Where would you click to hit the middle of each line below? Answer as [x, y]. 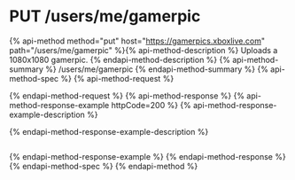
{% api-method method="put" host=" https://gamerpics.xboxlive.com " [137, 41]
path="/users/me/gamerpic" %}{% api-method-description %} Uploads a [144, 50]
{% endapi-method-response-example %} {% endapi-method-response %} [147, 156]
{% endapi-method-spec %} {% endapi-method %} [104, 166]
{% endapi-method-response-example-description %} [109, 131]
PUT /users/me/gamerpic [105, 16]
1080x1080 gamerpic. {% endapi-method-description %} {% [120, 59]
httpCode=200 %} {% [151, 105]
